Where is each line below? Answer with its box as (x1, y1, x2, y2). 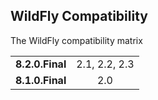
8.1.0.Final (15, 73, 67, 87)
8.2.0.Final (15, 57, 67, 71)
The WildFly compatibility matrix (10, 34, 143, 46)
